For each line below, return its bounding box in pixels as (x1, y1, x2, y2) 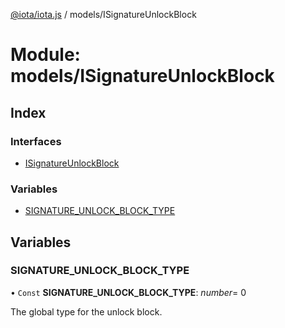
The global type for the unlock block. (10, 305, 163, 318)
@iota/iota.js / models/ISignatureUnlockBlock (10, 9, 197, 20)
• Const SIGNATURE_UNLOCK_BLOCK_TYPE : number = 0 (10, 286, 247, 298)
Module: (10, 44, 81, 66)
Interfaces (10, 134, 62, 148)
